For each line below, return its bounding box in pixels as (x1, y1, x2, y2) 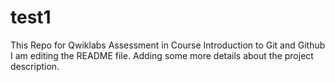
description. (10, 60, 60, 72)
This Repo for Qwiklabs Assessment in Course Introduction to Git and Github (10, 39, 326, 51)
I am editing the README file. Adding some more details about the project (10, 49, 314, 61)
